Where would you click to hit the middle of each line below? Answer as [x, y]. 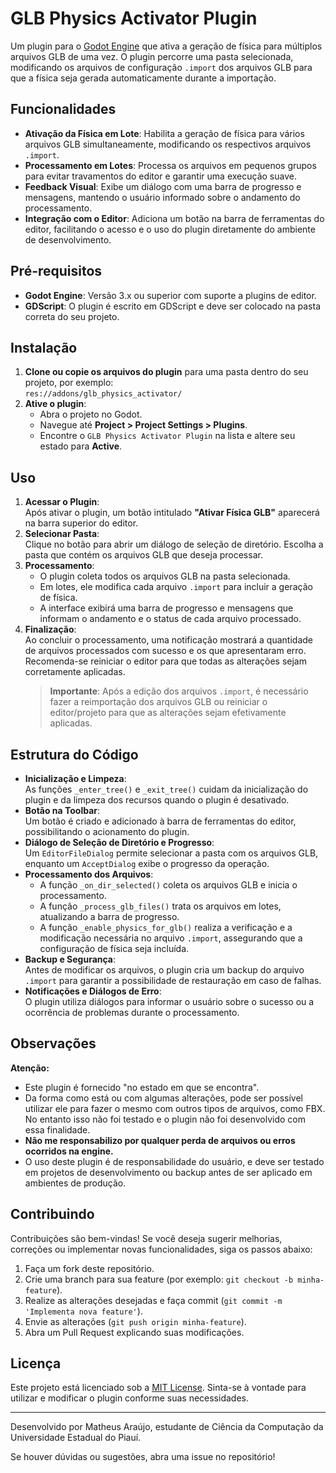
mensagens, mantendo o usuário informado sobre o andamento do [162, 197]
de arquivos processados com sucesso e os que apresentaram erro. [165, 651]
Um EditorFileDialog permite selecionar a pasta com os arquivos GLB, [171, 853]
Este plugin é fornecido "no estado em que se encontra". [142, 1087]
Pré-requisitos [56, 271]
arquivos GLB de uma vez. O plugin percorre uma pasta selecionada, [152, 56]
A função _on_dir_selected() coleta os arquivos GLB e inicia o [168, 885]
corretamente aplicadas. [75, 672]
